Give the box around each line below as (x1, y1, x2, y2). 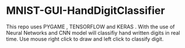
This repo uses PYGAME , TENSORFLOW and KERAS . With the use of (6, 23, 175, 30)
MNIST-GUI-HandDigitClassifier (6, 4, 166, 17)
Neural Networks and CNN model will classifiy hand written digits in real (6, 29, 180, 36)
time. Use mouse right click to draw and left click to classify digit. (6, 35, 164, 42)
